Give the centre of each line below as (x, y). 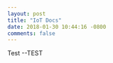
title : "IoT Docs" (34, 20)
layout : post (27, 14)
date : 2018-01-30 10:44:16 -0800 (57, 27)
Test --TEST (25, 53)
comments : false (31, 33)
